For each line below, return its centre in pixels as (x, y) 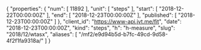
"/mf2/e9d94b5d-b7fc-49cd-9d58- (123, 34)
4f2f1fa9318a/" (25, 41)
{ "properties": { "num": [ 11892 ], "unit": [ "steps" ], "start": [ (82, 9)
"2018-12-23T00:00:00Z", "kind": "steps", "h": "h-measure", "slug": (91, 28)
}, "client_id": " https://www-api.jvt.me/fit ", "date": (120, 21)
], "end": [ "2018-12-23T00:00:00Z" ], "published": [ (112, 15)
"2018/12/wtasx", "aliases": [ (42, 34)
